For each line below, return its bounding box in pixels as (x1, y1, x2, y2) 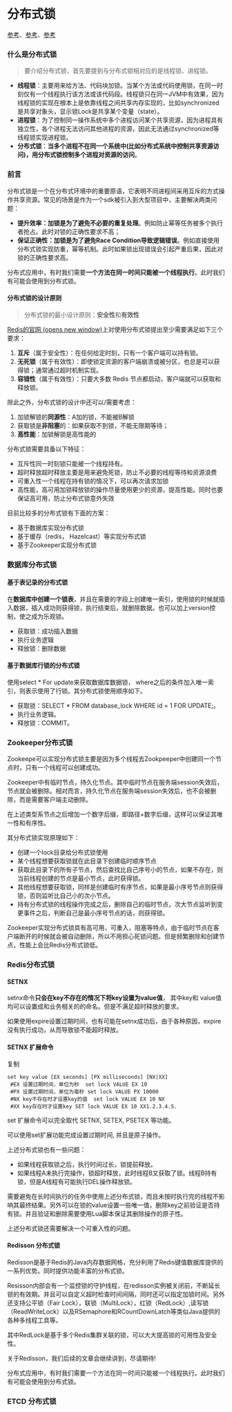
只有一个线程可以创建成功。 (25, 763, 104, 772)
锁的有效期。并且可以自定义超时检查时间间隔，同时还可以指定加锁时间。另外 (7, 1289, 225, 1298)
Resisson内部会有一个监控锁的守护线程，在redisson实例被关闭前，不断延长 (7, 1281, 221, 1289)
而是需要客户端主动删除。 (19, 796, 92, 804)
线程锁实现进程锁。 (17, 133, 72, 142)
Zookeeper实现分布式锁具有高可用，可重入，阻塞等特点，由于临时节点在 (7, 924, 214, 932)
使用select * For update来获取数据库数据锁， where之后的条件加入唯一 (7, 678, 209, 686)
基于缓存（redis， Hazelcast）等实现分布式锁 (17, 532, 146, 540)
